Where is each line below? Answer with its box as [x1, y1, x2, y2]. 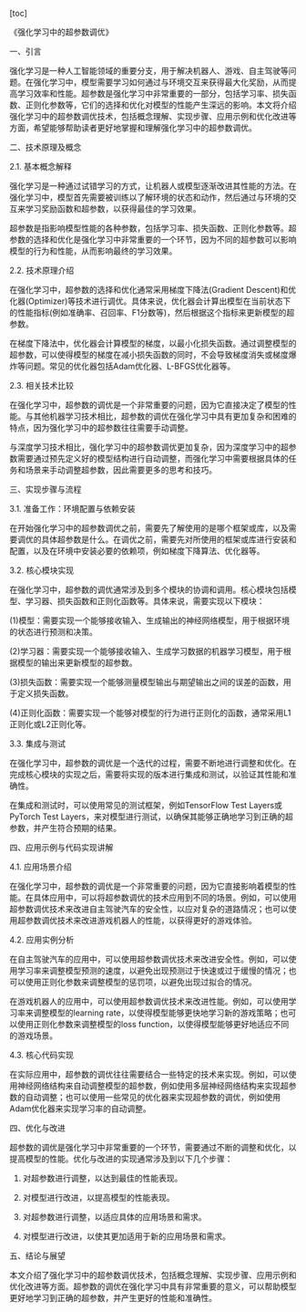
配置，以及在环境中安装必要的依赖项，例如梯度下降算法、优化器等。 [9, 546, 265, 556]
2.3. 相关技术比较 [9, 380, 75, 390]
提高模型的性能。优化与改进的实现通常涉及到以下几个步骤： [9, 1153, 233, 1164]
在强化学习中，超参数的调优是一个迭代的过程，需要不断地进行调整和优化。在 [9, 757, 297, 768]
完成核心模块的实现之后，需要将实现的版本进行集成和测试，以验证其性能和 [9, 769, 289, 779]
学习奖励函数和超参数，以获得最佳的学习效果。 [25, 203, 201, 213]
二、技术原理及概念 [9, 141, 82, 152]
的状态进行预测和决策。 [9, 627, 97, 637]
